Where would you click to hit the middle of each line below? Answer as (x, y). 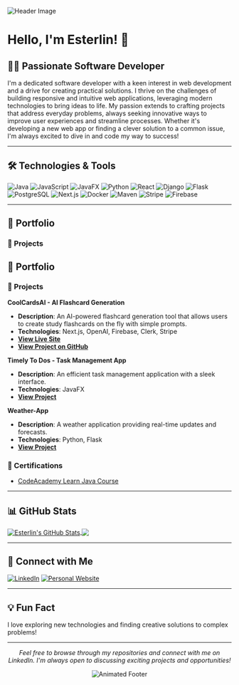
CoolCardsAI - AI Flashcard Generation (66, 302)
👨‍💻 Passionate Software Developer (86, 66)
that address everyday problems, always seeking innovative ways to (107, 113)
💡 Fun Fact (31, 608)
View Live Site (39, 339)
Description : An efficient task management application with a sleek (116, 374)
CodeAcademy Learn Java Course (68, 481)
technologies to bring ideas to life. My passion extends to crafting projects (116, 106)
